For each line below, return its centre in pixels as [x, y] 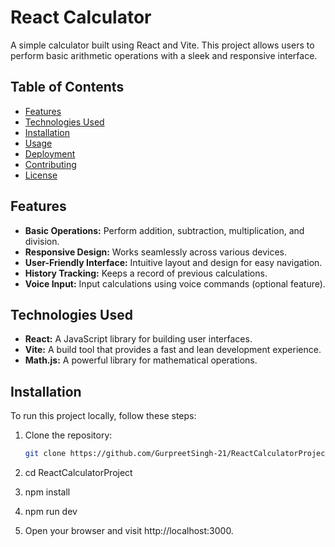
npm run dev [51, 512]
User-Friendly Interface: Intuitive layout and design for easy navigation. [173, 262]
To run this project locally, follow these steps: [103, 416]
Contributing [50, 164]
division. [42, 241]
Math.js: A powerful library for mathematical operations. [141, 360]
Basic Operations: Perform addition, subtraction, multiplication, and [164, 230]
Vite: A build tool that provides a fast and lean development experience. [173, 350]
